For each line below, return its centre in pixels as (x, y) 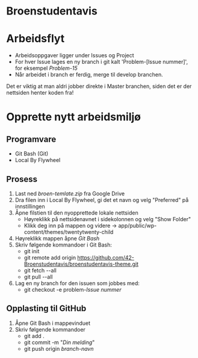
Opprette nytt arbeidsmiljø (74, 117)
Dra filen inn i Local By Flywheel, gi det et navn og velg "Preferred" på (102, 199)
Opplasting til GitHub (46, 309)
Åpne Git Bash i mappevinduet (52, 323)
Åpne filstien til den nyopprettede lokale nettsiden (76, 213)
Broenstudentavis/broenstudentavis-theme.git (81, 264)
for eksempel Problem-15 (46, 68)
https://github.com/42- (106, 257)
